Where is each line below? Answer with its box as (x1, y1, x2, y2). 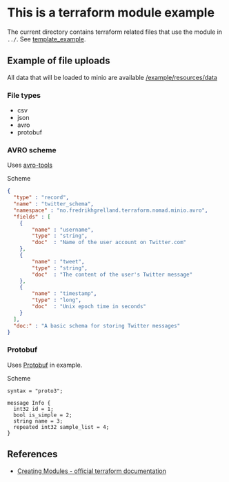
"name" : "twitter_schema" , (13, 201, 94, 208)
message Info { (7, 399, 51, 406)
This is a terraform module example (7, 5, 215, 21)
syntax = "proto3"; (7, 388, 63, 394)
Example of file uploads (7, 55, 110, 67)
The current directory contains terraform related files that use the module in (7, 28, 223, 36)
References (7, 448, 58, 460)
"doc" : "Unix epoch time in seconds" (32, 303, 147, 310)
